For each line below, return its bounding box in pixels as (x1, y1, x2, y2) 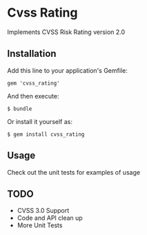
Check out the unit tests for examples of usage (7, 168, 140, 176)
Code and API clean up (17, 214, 83, 223)
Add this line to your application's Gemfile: (7, 66, 128, 74)
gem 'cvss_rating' (7, 80, 60, 87)
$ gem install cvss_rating (7, 130, 85, 138)
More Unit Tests (17, 221, 63, 229)
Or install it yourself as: (7, 117, 72, 125)
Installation (7, 48, 57, 60)
